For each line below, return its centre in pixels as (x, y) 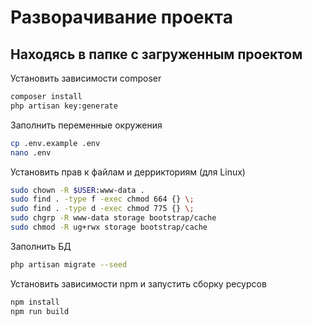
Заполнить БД (41, 246)
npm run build (40, 311)
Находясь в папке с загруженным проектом (156, 54)
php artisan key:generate (64, 106)
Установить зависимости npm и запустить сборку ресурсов (138, 283)
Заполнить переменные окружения (86, 125)
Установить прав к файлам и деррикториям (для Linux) (128, 172)
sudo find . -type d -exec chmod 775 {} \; (102, 209)
